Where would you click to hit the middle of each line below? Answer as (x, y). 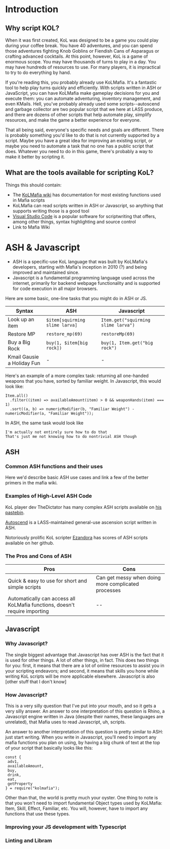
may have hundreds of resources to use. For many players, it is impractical (83, 67)
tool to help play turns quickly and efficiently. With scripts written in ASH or (83, 88)
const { (13, 757)
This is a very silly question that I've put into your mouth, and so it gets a (81, 706)
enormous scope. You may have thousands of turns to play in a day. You (81, 62)
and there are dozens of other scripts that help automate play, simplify (78, 115)
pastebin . (15, 512)
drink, (14, 775)
